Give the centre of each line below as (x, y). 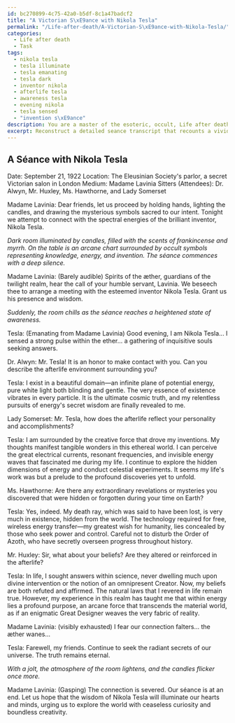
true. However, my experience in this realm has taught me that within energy (117, 598)
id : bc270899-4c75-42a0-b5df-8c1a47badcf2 (70, 14)
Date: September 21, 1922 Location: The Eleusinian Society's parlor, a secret (117, 177)
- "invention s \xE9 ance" (50, 118)
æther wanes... (29, 634)
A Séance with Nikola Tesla (67, 159)
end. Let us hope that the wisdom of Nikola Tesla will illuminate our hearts (114, 697)
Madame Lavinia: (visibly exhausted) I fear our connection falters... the (109, 627)
